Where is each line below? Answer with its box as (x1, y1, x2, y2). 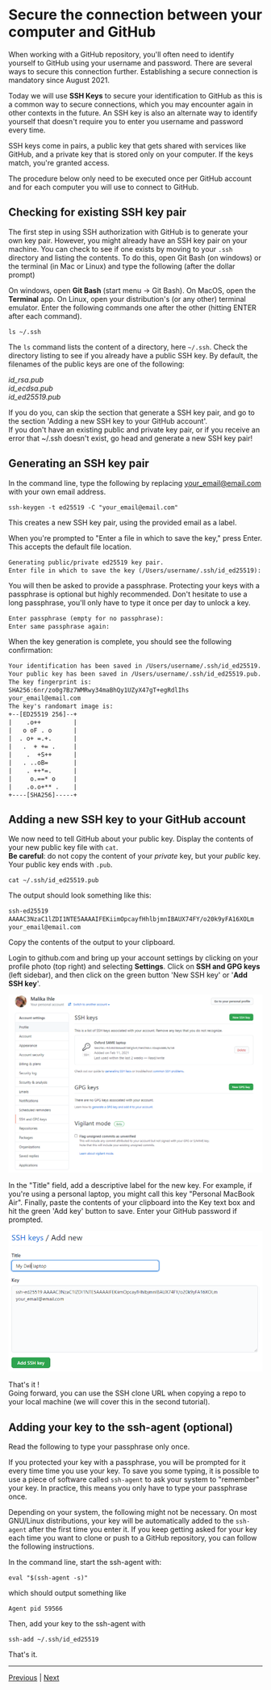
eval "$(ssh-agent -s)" (8, 1574, 89, 1583)
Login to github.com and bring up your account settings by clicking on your (8, 953, 259, 963)
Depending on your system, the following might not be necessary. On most (8, 1508, 257, 1517)
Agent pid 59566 (8, 1604, 63, 1613)
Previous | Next (8, 1673, 60, 1683)
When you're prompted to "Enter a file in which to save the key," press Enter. (8, 533, 263, 542)
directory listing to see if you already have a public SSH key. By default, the (8, 350, 258, 360)
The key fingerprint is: (8, 678, 92, 686)
